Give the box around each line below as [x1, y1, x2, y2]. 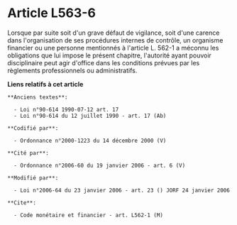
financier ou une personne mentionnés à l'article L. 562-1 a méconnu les [7, 43, 219, 52]
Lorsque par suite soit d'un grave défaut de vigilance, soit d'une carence [7, 28, 220, 37]
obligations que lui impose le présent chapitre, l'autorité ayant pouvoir [7, 51, 211, 60]
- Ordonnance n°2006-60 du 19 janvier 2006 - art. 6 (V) [13, 162, 186, 169]
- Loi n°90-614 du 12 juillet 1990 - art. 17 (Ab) [13, 112, 167, 119]
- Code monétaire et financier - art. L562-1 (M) [13, 212, 163, 219]
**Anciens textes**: [7, 94, 69, 101]
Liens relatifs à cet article [7, 79, 84, 88]
